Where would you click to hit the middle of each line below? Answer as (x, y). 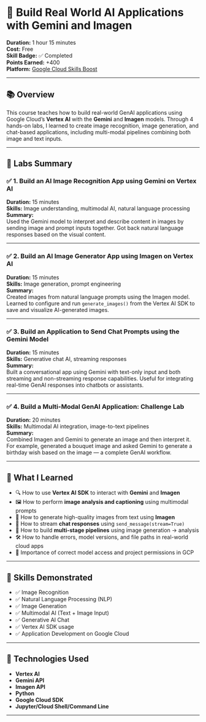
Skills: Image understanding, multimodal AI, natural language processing (98, 208)
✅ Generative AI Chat (42, 620)
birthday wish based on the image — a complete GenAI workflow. (89, 452)
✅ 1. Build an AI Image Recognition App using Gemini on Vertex (101, 181)
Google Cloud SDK (39, 700)
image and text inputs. (34, 139)
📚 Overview (31, 95)
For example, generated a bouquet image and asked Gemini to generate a (99, 446)
